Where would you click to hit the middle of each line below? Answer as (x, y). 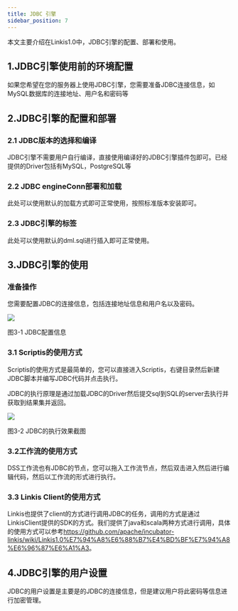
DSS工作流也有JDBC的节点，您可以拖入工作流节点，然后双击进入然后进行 (115, 468)
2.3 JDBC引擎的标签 (42, 224)
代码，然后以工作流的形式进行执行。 (66, 476)
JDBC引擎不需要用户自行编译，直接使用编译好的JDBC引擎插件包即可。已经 (117, 157)
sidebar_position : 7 (38, 21)
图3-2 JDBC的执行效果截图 (47, 431)
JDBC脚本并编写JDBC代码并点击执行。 (65, 378)
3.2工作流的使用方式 (42, 451)
